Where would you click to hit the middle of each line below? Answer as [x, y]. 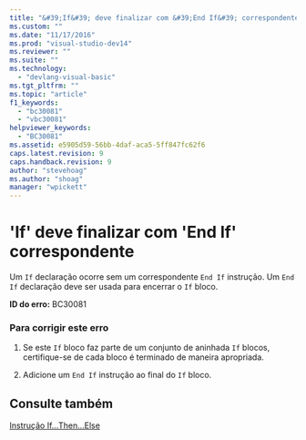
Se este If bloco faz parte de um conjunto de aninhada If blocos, [146, 348]
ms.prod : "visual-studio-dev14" [71, 43]
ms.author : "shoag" [46, 179]
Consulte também [61, 403]
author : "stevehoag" [49, 170]
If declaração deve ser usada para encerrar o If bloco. [114, 287]
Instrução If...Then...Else [55, 425]
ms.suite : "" [34, 60]
